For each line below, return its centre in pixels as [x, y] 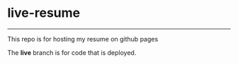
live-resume [44, 13]
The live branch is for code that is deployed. [72, 52]
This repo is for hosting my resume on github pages [83, 39]
